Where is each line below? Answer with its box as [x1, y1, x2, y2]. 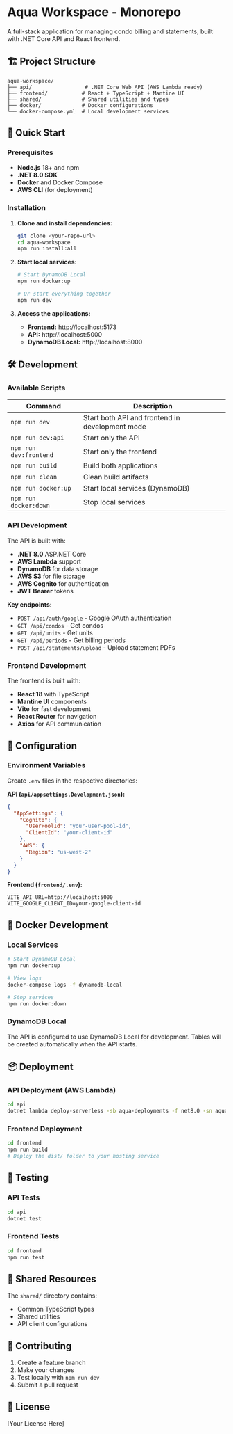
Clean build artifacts [83, 472, 149, 481]
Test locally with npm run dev [17, 1373, 100, 1382]
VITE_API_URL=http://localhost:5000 [7, 894, 113, 901]
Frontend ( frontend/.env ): [7, 881, 83, 889]
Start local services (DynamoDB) [83, 483, 190, 493]
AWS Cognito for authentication [17, 579, 110, 588]
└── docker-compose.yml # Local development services [7, 108, 169, 115]
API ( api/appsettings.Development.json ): [7, 790, 126, 798]
